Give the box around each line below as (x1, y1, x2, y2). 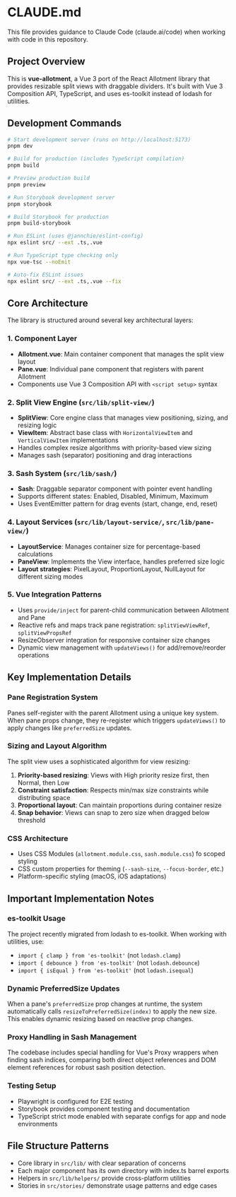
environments (17, 1119, 58, 1128)
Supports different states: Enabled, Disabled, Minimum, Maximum (17, 492, 208, 501)
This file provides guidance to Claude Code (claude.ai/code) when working (7, 28, 226, 36)
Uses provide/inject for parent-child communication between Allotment (17, 605, 230, 614)
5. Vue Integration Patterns (7, 590, 102, 600)
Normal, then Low (17, 778, 70, 787)
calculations (17, 549, 53, 558)
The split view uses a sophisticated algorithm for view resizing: (7, 757, 191, 766)
